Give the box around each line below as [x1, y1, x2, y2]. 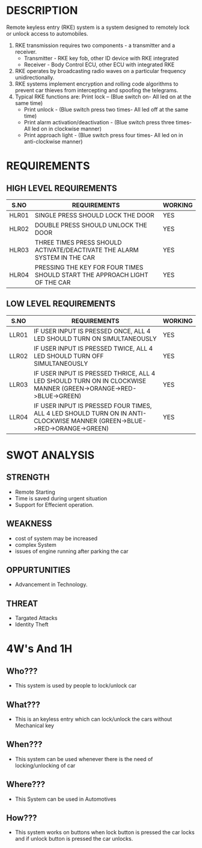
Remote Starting [14, 488, 55, 496]
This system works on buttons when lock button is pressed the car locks [14, 829, 195, 836]
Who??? [6, 666, 38, 676]
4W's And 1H [6, 642, 73, 655]
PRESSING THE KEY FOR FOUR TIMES [34, 263, 144, 272]
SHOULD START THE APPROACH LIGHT [34, 270, 148, 279]
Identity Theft [14, 621, 49, 628]
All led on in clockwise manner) [23, 125, 102, 132]
